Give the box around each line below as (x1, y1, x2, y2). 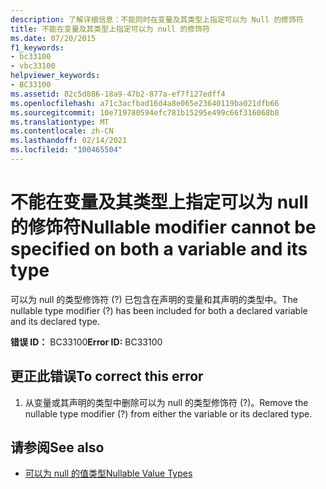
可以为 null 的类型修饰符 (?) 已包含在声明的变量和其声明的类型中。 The (10, 293, 298, 305)
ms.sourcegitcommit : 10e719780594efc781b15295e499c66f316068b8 (10, 107, 280, 118)
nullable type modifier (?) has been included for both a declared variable (10, 304, 308, 316)
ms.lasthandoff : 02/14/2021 (10, 136, 128, 146)
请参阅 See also (10, 439, 105, 456)
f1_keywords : (10, 42, 65, 53)
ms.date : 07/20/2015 (10, 33, 97, 43)
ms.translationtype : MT (10, 117, 110, 127)
